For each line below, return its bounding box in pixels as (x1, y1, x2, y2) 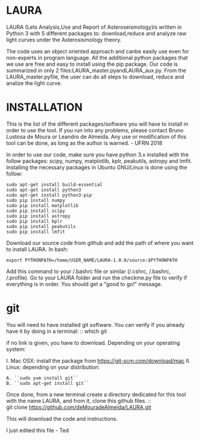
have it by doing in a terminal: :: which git (6, 327, 107, 335)
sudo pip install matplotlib (6, 202, 79, 208)
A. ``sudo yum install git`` (6, 375, 79, 381)
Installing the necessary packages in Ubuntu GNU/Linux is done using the (6, 163, 187, 171)
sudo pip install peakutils (6, 223, 76, 229)
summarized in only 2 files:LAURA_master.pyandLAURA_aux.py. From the (6, 66, 186, 74)
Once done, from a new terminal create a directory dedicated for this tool (6, 390, 186, 398)
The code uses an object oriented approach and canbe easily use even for (6, 47, 189, 54)
